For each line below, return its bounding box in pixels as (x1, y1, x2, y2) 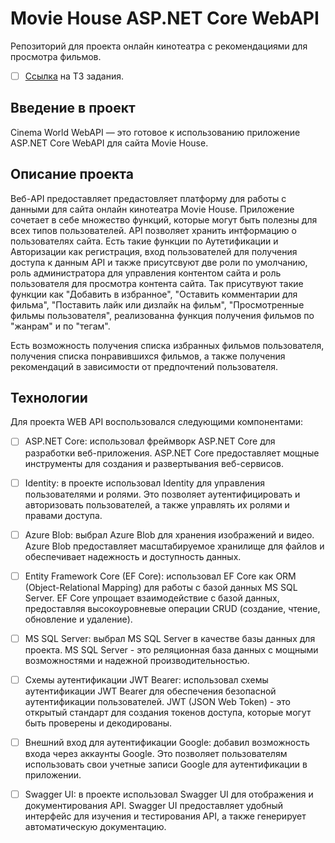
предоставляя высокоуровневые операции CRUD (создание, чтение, (24, 602, 321, 614)
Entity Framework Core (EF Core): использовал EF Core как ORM (24, 570, 297, 582)
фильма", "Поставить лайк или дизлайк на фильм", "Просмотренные (10, 298, 305, 311)
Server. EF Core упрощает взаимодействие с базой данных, (24, 592, 280, 604)
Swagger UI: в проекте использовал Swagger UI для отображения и (24, 788, 314, 800)
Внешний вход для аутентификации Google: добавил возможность (24, 736, 310, 748)
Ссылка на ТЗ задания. (24, 70, 124, 82)
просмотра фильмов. (10, 50, 102, 62)
